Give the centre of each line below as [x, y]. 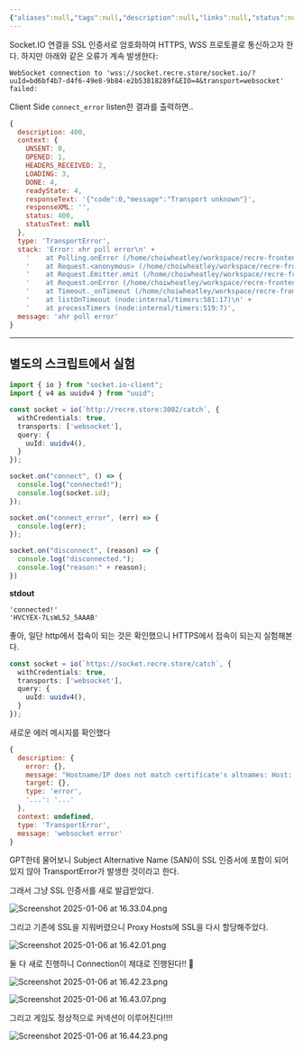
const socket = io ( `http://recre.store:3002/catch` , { [115, 410]
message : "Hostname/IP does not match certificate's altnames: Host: [159, 775]
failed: [24, 88]
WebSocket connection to [56, 73]
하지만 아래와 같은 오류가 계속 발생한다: [90, 56]
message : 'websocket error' [70, 834]
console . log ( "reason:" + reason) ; [82, 568]
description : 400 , [52, 132]
